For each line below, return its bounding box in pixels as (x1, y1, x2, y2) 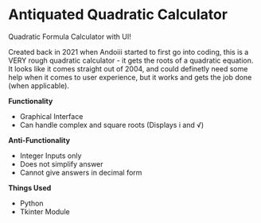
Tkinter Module (19, 206, 70, 216)
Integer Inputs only (19, 151, 82, 160)
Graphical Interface (19, 111, 84, 121)
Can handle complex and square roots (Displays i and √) (19, 120, 205, 129)
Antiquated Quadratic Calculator (8, 6, 228, 24)
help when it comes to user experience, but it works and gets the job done (8, 72, 252, 82)
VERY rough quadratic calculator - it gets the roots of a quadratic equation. (8, 56, 254, 65)
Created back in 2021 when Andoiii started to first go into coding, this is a (8, 47, 249, 56)
